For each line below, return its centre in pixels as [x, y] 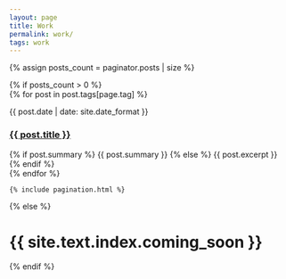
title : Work [31, 26]
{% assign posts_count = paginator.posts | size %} [102, 68]
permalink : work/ [41, 34]
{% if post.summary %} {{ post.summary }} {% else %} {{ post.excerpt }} [143, 154]
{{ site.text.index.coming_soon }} [136, 242]
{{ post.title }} [40, 135]
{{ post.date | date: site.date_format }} [79, 111]
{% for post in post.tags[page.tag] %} [79, 94]
